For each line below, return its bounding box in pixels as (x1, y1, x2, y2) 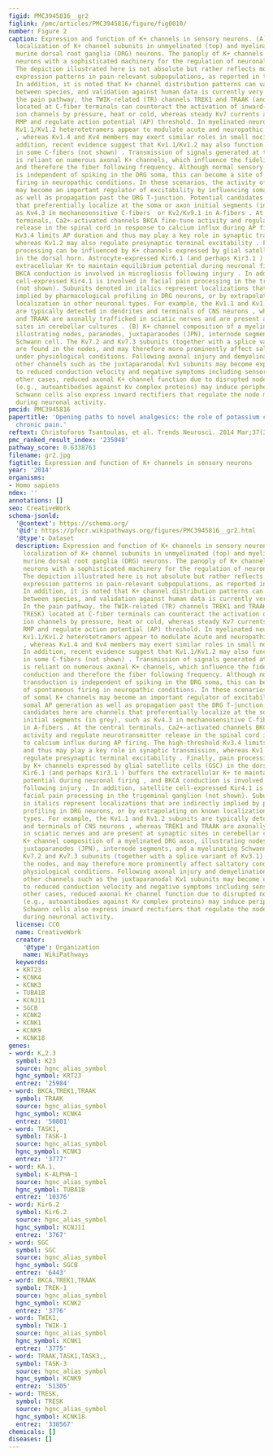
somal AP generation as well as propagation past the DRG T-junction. (23, 701, 267, 709)
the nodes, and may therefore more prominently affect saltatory (23, 860, 249, 868)
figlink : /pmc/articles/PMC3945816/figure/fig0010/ (8, 20, 187, 28)
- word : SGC (8, 1239, 49, 1247)
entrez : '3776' (15, 1306, 67, 1315)
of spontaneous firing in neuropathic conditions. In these (23, 686, 231, 694)
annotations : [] (8, 496, 63, 505)
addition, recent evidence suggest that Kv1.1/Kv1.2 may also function (15, 140, 264, 149)
